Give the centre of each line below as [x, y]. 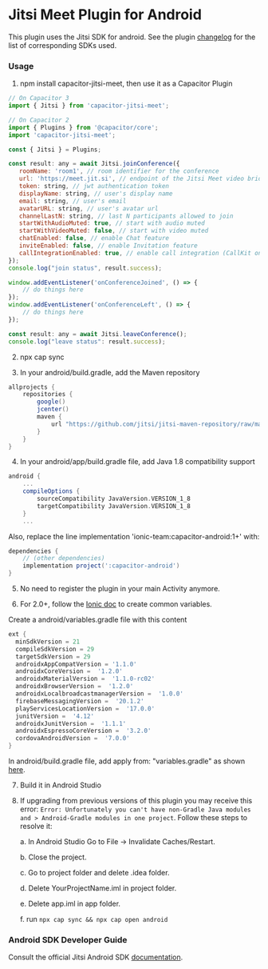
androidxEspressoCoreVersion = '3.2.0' [83, 731]
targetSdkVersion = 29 [53, 657]
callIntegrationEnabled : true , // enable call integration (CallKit [135, 253]
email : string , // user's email [73, 201]
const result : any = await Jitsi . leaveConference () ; [98, 334]
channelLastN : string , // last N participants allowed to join [126, 216]
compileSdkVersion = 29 [55, 649]
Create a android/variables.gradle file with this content [98, 620]
